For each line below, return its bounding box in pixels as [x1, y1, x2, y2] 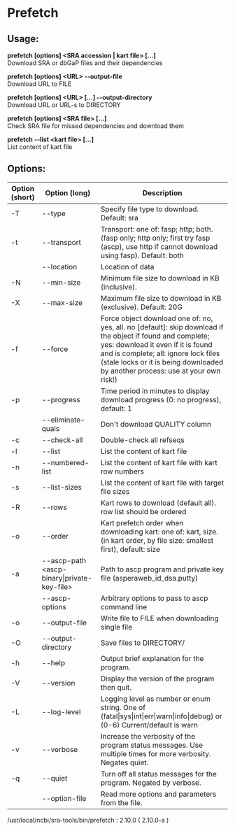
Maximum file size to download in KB [100, 293, 222, 303]
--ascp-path [41, 555, 86, 565]
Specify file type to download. [100, 204, 199, 214]
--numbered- [41, 457, 90, 467]
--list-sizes [41, 482, 82, 492]
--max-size [41, 297, 83, 307]
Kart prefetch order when [100, 518, 184, 527]
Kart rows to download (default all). [100, 498, 217, 508]
